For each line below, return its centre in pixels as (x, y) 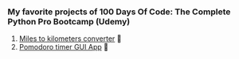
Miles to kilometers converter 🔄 (70, 39)
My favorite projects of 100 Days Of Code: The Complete (119, 12)
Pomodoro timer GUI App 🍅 (64, 47)
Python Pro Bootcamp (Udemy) (69, 21)
